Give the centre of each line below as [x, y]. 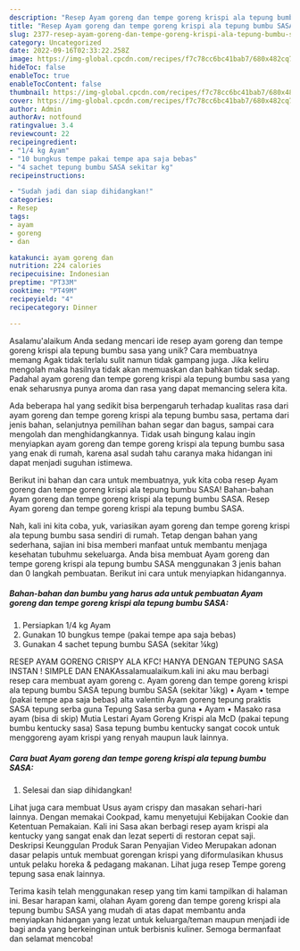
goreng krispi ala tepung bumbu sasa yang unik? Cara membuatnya [133, 350]
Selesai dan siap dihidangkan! [77, 790]
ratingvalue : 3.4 [42, 126]
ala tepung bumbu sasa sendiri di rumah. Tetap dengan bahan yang [133, 535]
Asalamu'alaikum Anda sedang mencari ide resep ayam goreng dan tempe [146, 341]
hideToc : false [37, 68]
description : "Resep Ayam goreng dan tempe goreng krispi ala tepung [142, 17]
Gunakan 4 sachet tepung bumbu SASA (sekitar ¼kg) [120, 644]
